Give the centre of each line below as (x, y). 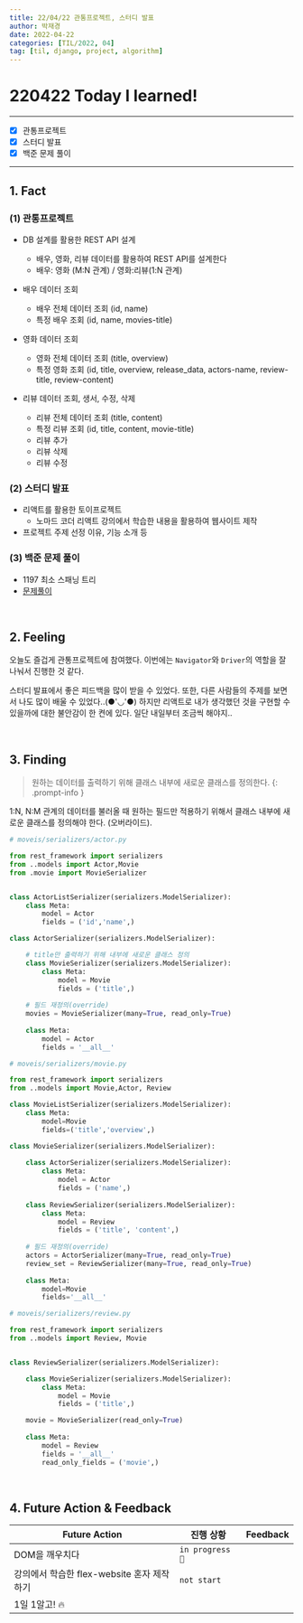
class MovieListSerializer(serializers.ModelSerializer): (120, 1105)
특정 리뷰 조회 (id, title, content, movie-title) (115, 428)
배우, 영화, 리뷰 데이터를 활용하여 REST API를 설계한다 (131, 258)
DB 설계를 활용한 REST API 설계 (79, 239)
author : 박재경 (35, 26)
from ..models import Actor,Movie (74, 864)
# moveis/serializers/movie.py (68, 1064)
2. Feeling (37, 637)
